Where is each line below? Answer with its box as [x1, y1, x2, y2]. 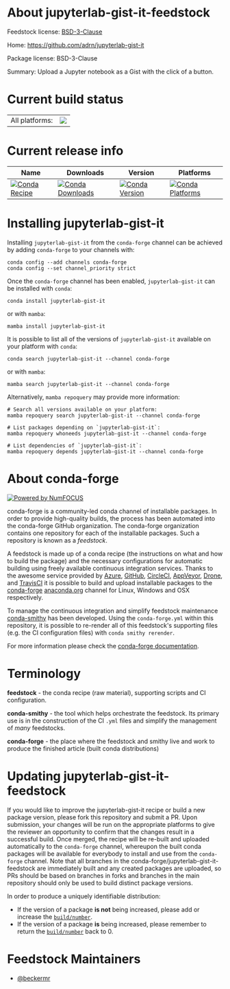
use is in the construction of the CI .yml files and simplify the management [7, 716, 217, 725]
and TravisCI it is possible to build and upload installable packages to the [7, 578, 213, 587]
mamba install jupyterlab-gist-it [7, 323, 106, 330]
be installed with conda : [7, 284, 73, 293]
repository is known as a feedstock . [7, 536, 108, 544]
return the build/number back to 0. [16, 927, 114, 935]
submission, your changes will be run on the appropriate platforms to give [7, 820, 216, 828]
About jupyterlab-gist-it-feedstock [7, 5, 211, 21]
